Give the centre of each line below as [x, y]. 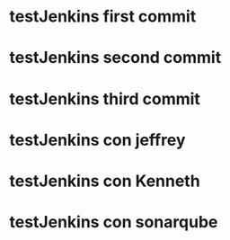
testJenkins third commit [105, 98]
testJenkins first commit [103, 17]
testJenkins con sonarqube [114, 222]
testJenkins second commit [115, 58]
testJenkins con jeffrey [97, 140]
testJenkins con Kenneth [105, 181]
